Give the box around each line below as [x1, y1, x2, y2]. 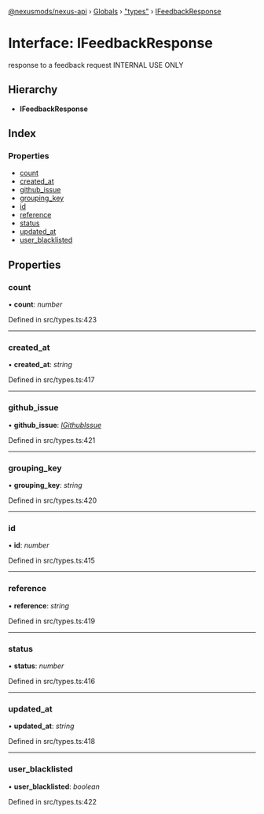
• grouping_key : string [8, 481, 82, 490]
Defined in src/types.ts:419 [8, 616, 96, 626]
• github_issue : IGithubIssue [8, 420, 102, 429]
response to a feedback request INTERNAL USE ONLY [8, 60, 184, 69]
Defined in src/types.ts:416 [8, 676, 96, 686]
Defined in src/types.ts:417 [8, 375, 95, 385]
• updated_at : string [8, 721, 75, 731]
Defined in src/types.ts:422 [8, 797, 97, 806]
